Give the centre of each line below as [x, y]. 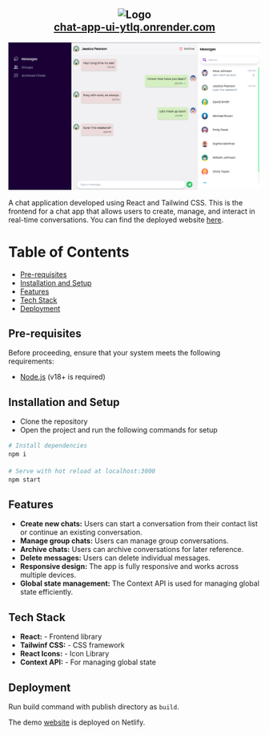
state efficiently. [46, 592]
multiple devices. [48, 575]
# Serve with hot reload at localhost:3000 [82, 471]
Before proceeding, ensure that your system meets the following [114, 353]
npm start [25, 479]
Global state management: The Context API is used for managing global [140, 583]
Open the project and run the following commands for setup [118, 430]
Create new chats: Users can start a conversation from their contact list [139, 524]
